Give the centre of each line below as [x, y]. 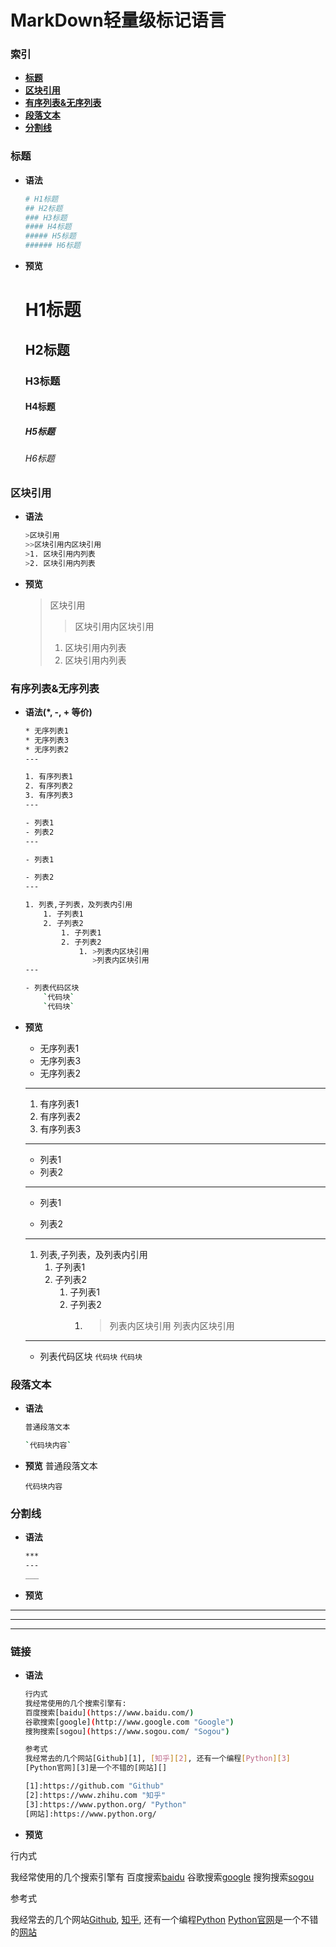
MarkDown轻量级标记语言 [118, 20]
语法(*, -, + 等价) [58, 712]
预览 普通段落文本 [61, 1465]
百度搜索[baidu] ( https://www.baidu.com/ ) [109, 1712]
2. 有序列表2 [49, 786]
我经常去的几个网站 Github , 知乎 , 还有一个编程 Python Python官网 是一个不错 [164, 1919]
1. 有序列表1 [49, 777]
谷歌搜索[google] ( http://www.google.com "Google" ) [129, 1722]
